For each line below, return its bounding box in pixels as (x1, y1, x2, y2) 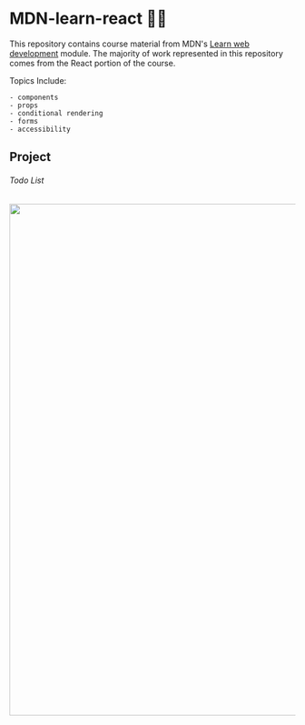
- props (9, 100, 39, 110)
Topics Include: (9, 75, 67, 86)
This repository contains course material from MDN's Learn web (9, 38, 250, 49)
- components (9, 93, 59, 102)
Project (9, 149, 52, 165)
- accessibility (9, 125, 71, 134)
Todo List (9, 175, 44, 186)
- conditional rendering (9, 108, 103, 117)
